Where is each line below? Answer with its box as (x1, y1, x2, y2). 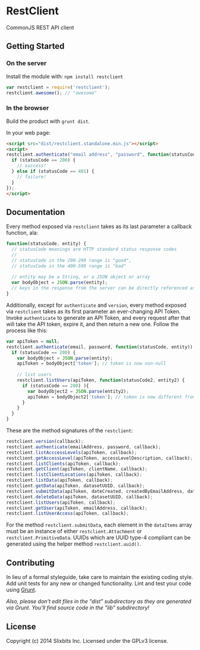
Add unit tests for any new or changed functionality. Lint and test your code (6, 580, 192, 587)
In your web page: (6, 129, 51, 136)
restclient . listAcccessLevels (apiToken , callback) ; (6, 449, 137, 455)
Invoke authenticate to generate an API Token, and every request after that (6, 314, 190, 321)
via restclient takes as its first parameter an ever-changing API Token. (6, 307, 181, 315)
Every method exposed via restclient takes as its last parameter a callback (6, 223, 192, 230)
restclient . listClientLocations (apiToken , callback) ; (6, 472, 143, 478)
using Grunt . (6, 586, 37, 593)
